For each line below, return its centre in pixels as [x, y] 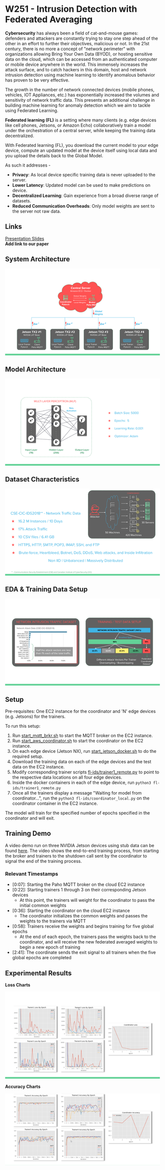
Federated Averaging [49, 19]
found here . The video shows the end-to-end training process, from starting [82, 851]
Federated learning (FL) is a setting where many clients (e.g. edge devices [81, 120]
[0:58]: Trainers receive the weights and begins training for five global [83, 926]
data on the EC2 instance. [38, 767]
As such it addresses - [28, 165]
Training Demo [28, 834]
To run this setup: [23, 726]
